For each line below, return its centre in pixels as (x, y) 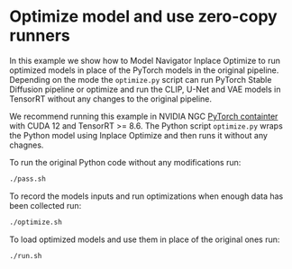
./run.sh (26, 256)
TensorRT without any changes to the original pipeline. (111, 99)
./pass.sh (28, 179)
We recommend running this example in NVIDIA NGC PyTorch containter (144, 116)
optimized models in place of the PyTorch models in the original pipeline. (144, 70)
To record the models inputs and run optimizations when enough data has (146, 196)
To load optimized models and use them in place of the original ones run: (145, 239)
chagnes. (27, 145)
